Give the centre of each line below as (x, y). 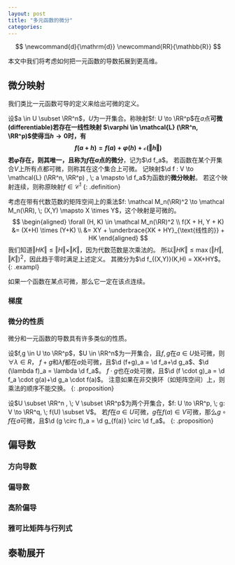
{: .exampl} (24, 266)
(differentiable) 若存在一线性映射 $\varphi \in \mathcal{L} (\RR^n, (103, 128)
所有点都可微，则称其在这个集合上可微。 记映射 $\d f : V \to (109, 169)
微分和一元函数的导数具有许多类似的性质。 (69, 338)
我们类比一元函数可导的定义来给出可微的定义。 (75, 104)
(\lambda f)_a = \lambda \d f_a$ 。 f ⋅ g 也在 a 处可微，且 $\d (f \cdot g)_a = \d (116, 370)
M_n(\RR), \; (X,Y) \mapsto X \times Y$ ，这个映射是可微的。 (94, 210)
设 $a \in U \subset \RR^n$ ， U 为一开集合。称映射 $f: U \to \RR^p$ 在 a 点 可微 (115, 118)
